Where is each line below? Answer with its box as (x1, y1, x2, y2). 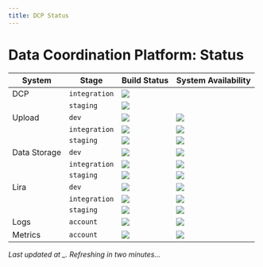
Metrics (12, 229, 41, 240)
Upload (12, 112, 40, 123)
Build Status (122, 75, 169, 86)
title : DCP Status (8, 11, 69, 20)
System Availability (176, 75, 252, 86)
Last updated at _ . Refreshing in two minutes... (8, 250, 161, 259)
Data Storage (12, 146, 62, 157)
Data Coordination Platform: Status (8, 45, 245, 64)
